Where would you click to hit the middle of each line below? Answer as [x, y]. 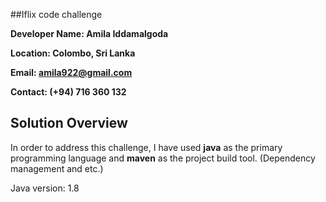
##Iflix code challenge [56, 14]
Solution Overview [69, 123]
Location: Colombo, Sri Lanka [73, 53]
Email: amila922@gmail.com [71, 72]
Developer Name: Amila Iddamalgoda [89, 33]
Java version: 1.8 [45, 188]
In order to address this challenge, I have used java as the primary [146, 147]
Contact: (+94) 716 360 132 [68, 92]
